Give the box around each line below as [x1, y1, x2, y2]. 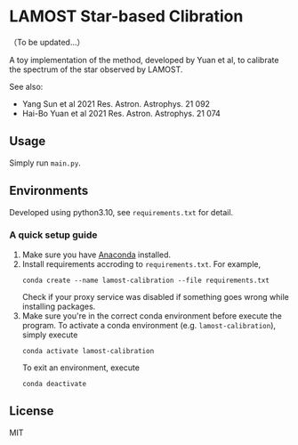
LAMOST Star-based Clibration [9, 6, 244, 27]
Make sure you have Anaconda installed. [21, 249, 172, 260]
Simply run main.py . [9, 158, 82, 168]
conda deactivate [21, 379, 87, 388]
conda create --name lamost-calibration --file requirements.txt [21, 276, 270, 285]
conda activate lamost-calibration [21, 346, 155, 355]
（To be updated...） [9, 36, 85, 47]
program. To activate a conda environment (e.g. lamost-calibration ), [21, 320, 277, 330]
